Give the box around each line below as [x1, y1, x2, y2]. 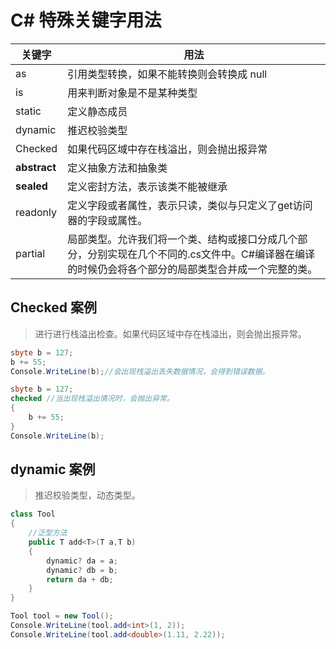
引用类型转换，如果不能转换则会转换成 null [67, 67, 268, 81]
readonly [15, 205, 58, 219]
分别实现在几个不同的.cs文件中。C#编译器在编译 [87, 247, 315, 261]
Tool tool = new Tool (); [10, 611, 114, 621]
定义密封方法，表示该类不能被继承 [67, 179, 228, 193]
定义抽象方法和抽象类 [67, 161, 168, 175]
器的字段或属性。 [67, 213, 148, 227]
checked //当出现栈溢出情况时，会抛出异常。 [10, 394, 175, 404]
